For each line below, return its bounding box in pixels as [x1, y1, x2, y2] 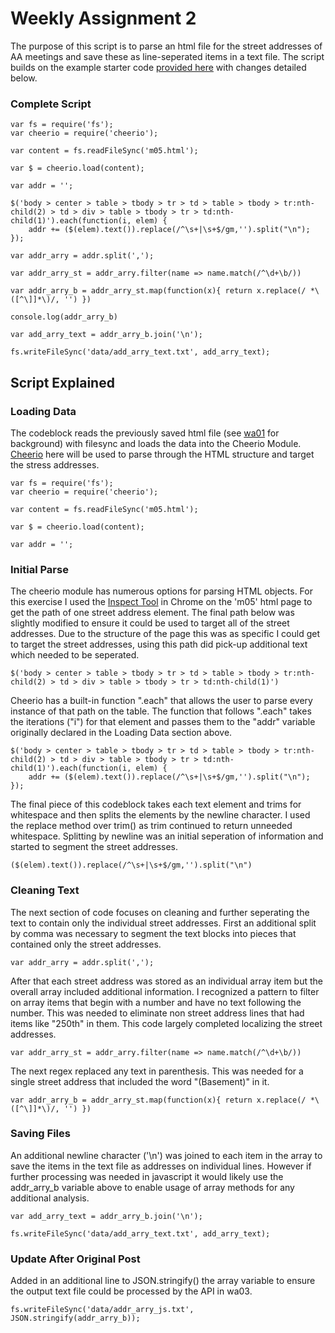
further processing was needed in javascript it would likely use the [10, 1170, 284, 1182]
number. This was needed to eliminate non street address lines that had [10, 1007, 305, 1019]
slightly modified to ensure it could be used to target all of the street [10, 617, 290, 629]
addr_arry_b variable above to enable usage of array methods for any [10, 1181, 295, 1193]
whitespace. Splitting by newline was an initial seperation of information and [10, 830, 324, 842]
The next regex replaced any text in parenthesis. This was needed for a [10, 1065, 304, 1077]
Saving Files [10, 1127, 71, 1141]
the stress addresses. [10, 458, 100, 471]
